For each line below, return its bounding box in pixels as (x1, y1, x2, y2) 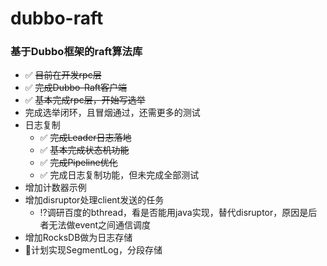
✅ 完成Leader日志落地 (39, 132, 132, 144)
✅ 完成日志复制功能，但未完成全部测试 (39, 169, 200, 181)
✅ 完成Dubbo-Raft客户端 (24, 82, 128, 94)
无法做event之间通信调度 (48, 219, 152, 231)
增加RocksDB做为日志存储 (24, 232, 133, 244)
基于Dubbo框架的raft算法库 (10, 45, 143, 59)
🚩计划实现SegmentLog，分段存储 (24, 244, 163, 256)
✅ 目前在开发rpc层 (24, 69, 102, 81)
